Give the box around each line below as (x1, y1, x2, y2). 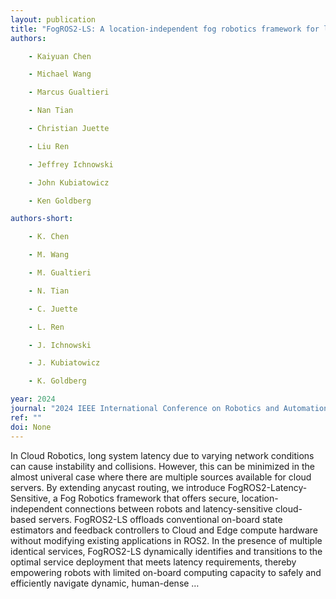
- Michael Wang (28, 69, 92, 80)
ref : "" (10, 412, 43, 423)
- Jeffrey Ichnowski (28, 159, 114, 170)
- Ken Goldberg (28, 196, 92, 206)
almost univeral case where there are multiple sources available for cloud (10, 471, 312, 483)
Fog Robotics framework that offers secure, (59, 492, 240, 504)
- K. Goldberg (28, 376, 87, 386)
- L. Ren (28, 322, 65, 332)
